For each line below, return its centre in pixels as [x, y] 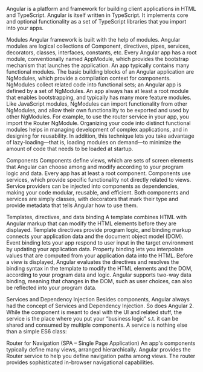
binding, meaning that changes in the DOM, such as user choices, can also [99, 281]
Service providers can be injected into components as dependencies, [93, 186]
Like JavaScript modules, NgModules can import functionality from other [97, 104]
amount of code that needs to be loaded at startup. [70, 149]
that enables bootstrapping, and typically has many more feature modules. [99, 97]
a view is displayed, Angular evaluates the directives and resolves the [93, 262]
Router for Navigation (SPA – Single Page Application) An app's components [101, 343]
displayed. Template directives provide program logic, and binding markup [99, 230]
